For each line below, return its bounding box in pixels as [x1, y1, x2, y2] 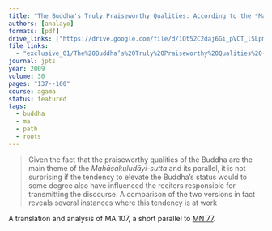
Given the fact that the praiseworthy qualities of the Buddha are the [28, 155, 253, 165]
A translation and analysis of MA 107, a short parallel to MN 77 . [8, 213, 216, 223]
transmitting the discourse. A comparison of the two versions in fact [28, 189, 256, 199]
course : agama [8, 87, 57, 96]
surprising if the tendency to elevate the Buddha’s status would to [28, 172, 248, 182]
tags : [8, 102, 27, 110]
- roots [15, 132, 42, 140]
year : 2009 [8, 65, 45, 73]
